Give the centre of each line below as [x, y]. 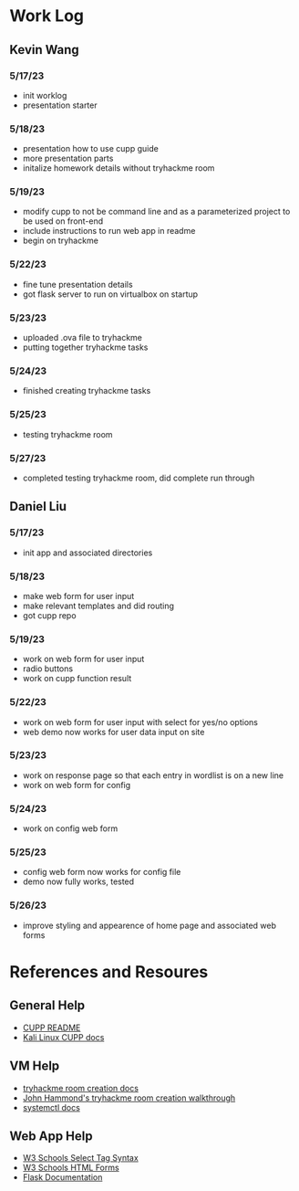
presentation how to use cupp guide [91, 149]
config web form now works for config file [102, 872]
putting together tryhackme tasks [85, 347]
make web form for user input [78, 595]
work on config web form [70, 828]
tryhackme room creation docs [81, 1088]
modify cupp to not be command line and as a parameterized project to [156, 212]
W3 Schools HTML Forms [71, 1168]
